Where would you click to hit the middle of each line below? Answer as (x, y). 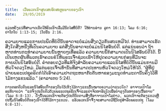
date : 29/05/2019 (25, 14)
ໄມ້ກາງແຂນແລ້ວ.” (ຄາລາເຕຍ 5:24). (38, 78)
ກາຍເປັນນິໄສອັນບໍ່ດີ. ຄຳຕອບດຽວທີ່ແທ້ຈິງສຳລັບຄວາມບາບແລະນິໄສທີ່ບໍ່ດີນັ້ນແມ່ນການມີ (82, 62)
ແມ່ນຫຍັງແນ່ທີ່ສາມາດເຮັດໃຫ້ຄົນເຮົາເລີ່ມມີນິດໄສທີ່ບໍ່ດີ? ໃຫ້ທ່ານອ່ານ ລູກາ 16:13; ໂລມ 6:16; (77, 28)
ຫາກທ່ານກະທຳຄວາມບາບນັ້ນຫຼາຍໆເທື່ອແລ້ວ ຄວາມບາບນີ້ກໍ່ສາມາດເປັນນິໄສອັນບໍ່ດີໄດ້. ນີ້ (83, 52)
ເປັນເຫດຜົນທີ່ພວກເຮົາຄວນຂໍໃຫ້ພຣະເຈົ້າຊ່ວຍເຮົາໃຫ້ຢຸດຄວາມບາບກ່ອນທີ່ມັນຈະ (76, 57)
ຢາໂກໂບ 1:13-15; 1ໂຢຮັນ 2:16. (34, 32)
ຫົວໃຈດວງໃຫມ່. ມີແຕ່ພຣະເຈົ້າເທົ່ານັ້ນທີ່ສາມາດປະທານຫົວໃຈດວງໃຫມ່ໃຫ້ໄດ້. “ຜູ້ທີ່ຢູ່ (80, 68)
